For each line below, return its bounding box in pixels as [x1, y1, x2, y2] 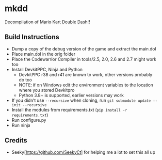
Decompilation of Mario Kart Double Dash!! [4, 19, 90, 25]
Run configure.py [11, 117, 47, 123]
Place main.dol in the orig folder [11, 51, 76, 57]
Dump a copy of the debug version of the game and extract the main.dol [11, 46, 156, 51]
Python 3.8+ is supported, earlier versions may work [18, 92, 124, 98]
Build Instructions [4, 33, 60, 41]
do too [18, 77, 32, 82]
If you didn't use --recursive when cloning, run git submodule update [11, 97, 151, 103]
